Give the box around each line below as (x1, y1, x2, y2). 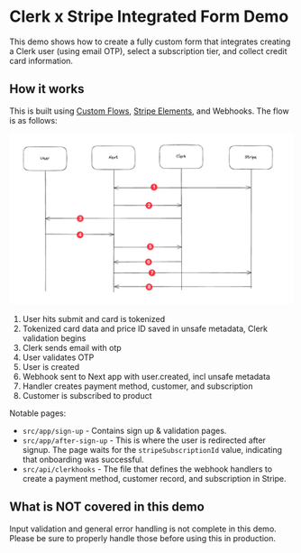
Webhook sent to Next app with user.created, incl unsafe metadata (22, 371, 270, 382)
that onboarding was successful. (22, 454, 144, 465)
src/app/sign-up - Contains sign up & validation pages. (22, 425, 227, 436)
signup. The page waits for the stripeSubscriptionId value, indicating (22, 444, 282, 455)
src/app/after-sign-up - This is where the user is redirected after (22, 435, 266, 446)
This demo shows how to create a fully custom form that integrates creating (9, 36, 291, 47)
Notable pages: (9, 408, 67, 419)
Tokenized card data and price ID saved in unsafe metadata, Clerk (22, 323, 269, 334)
